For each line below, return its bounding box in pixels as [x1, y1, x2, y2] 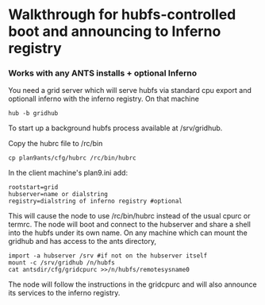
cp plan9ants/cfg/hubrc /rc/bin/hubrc [8, 154, 136, 162]
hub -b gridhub [8, 110, 59, 118]
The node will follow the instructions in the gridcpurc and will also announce [8, 280, 257, 289]
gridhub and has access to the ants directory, [8, 237, 157, 246]
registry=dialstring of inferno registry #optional [8, 197, 182, 206]
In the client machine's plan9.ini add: [8, 168, 129, 178]
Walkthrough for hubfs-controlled [8, 6, 236, 24]
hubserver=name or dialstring [8, 191, 109, 199]
